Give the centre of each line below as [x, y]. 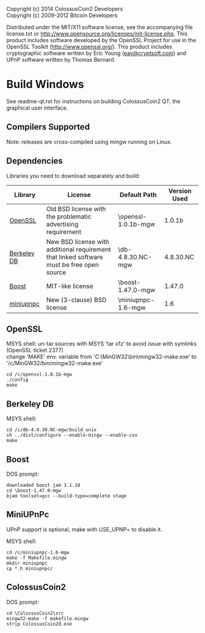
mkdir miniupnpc [27, 563]
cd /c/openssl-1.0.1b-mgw [39, 375]
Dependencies [34, 161]
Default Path [138, 194]
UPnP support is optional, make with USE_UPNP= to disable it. [85, 529]
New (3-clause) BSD [76, 300]
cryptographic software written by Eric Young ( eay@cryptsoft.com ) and [96, 53]
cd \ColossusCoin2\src [35, 613]
